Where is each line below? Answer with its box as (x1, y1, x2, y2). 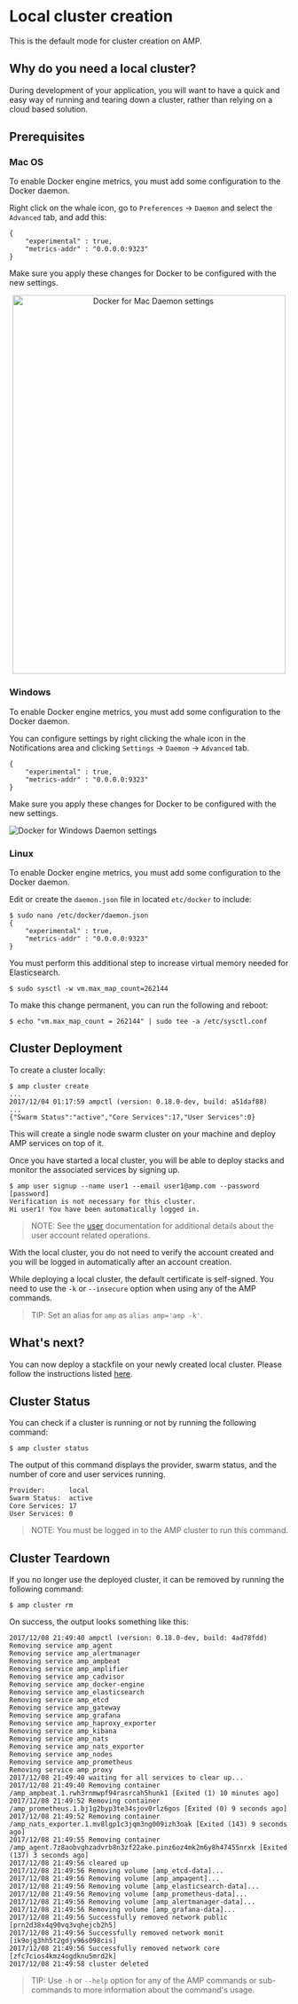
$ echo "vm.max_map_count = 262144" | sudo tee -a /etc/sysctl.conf (9, 1018, 268, 1026)
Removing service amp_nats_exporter (9, 1742, 145, 1751)
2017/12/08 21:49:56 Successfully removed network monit (9, 1929, 224, 1937)
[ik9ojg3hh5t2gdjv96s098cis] (9, 1937, 117, 1945)
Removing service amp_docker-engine (9, 1680, 145, 1689)
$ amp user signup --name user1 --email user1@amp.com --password (9, 1182, 260, 1191)
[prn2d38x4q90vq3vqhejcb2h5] (9, 1921, 117, 1930)
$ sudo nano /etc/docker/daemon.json (9, 911, 149, 920)
